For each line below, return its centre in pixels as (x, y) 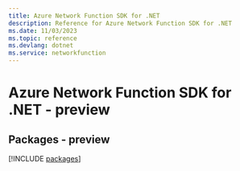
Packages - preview (59, 139)
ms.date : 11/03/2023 (43, 31)
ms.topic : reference (43, 38)
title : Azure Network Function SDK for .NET (84, 16)
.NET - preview (59, 110)
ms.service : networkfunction (57, 53)
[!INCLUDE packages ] (45, 159)
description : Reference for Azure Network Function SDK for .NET (120, 23)
